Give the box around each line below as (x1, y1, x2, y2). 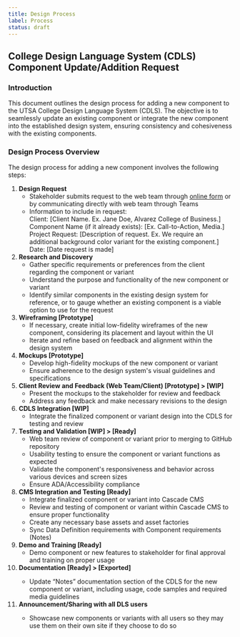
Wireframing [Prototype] (18, 313, 94, 322)
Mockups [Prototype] (18, 351, 84, 360)
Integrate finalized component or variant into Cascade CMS (29, 495, 204, 504)
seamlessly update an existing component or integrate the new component (8, 114, 229, 123)
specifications (29, 374, 71, 382)
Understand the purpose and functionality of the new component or (29, 275, 229, 284)
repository (29, 442, 60, 451)
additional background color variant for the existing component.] (29, 238, 219, 246)
